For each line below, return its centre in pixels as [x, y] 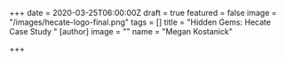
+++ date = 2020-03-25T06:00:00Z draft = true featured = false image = [143, 13]
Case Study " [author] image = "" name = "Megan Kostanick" [121, 31]
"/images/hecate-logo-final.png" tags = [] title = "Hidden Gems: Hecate [140, 22]
